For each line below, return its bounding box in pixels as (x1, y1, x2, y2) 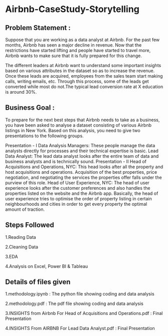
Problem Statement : (5, 24, 71, 32)
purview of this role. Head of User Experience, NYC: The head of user (5, 179, 149, 186)
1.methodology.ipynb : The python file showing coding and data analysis (5, 291, 154, 297)
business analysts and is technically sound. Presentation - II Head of (5, 158, 147, 164)
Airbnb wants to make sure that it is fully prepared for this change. (5, 53, 142, 59)
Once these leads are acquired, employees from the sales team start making (5, 73, 163, 79)
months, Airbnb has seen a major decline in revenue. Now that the (5, 42, 142, 48)
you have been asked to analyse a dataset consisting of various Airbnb (5, 122, 152, 128)
